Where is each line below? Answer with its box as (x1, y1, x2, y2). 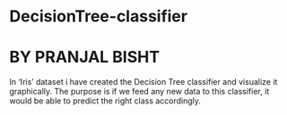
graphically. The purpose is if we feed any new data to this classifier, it (9, 86, 270, 97)
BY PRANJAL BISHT (9, 47, 160, 68)
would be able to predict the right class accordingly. (9, 95, 202, 106)
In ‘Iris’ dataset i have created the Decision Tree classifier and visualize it (9, 77, 278, 87)
